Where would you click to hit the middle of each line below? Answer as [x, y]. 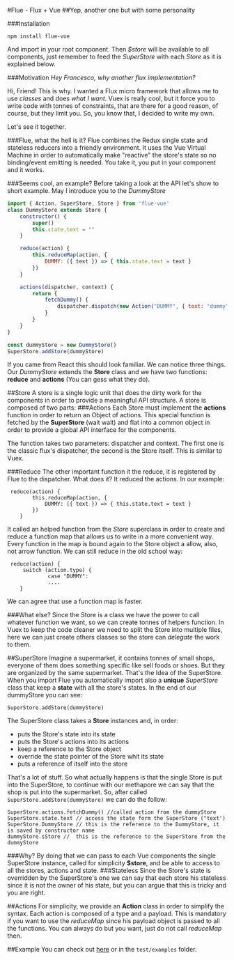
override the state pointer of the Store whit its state [91, 757]
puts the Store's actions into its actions [73, 742]
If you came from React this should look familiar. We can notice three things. [117, 364]
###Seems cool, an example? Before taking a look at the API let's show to [113, 183]
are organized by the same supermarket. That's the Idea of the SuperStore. [115, 673]
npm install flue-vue [39, 36]
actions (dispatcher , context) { [67, 287]
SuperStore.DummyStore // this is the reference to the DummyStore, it [113, 825]
